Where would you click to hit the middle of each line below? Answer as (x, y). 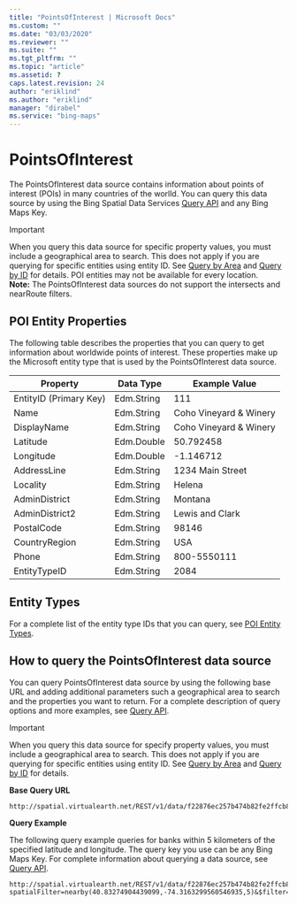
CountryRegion (45, 542)
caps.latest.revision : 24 (57, 83)
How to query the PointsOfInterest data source (140, 661)
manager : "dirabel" (45, 108)
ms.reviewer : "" (39, 42)
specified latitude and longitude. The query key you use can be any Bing (141, 849)
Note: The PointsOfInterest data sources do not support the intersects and (145, 285)
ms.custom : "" (35, 26)
